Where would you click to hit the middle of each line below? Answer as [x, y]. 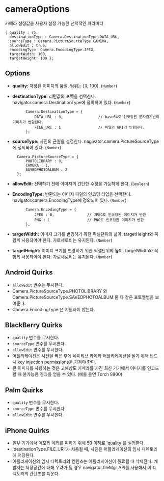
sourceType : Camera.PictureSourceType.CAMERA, [59, 41]
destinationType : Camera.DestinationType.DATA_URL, [65, 37]
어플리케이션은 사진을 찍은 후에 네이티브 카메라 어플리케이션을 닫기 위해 [80, 356]
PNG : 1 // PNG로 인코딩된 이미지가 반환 [89, 220]
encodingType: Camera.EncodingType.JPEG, [53, 50]
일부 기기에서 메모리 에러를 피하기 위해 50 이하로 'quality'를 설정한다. [79, 443]
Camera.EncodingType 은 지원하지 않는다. [54, 309]
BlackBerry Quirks [34, 325]
